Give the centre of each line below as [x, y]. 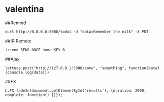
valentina [25, 9]
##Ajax [12, 59]
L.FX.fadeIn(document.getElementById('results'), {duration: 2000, [76, 90]
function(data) [144, 68]
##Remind [16, 23]
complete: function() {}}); [34, 95]
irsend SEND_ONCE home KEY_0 [35, 50]
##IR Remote [18, 41]
